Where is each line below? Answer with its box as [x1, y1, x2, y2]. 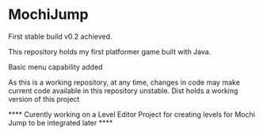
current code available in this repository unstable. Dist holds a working [8, 85, 238, 96]
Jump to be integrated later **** [8, 118, 113, 127]
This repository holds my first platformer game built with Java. [8, 47, 212, 56]
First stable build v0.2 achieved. [8, 32, 112, 41]
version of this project [8, 94, 80, 103]
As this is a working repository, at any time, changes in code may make [8, 77, 240, 87]
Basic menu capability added [8, 62, 103, 72]
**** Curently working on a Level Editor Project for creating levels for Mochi [8, 109, 256, 119]
